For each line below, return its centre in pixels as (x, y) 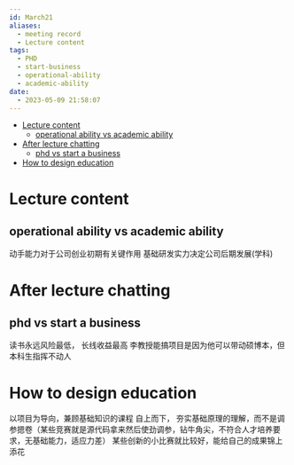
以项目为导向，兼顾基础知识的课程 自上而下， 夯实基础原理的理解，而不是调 (147, 419)
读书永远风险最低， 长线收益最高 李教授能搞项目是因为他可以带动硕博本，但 (147, 345)
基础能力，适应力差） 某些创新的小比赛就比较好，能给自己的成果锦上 (158, 441)
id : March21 (31, 17)
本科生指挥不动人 (40, 357)
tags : (19, 51)
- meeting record (49, 34)
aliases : (25, 26)
